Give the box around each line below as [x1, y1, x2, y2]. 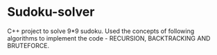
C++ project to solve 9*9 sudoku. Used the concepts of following [7, 27, 195, 35]
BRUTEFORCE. [7, 41, 50, 49]
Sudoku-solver [7, 4, 95, 20]
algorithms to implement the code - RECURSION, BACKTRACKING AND [7, 34, 211, 42]
